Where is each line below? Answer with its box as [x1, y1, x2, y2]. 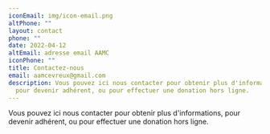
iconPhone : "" [8, 57, 56, 65]
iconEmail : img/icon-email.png [8, 11, 113, 20]
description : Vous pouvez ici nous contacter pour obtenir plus [8, 79, 228, 87]
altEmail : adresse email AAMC [8, 49, 110, 57]
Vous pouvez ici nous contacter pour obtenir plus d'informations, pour [8, 108, 241, 118]
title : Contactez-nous [8, 64, 84, 72]
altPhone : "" [8, 19, 52, 27]
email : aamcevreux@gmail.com [8, 71, 106, 79]
